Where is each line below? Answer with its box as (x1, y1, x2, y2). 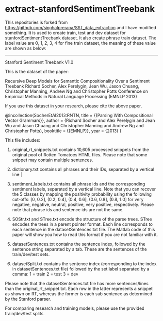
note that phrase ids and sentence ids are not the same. (12, 206, 124, 212)
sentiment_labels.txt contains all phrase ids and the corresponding (12, 181, 146, 186)
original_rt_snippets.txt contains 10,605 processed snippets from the (12, 147, 149, 152)
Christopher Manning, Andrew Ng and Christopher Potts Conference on (5, 88, 148, 94)
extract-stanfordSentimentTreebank (5, 3, 155, 15)
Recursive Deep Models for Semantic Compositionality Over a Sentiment (5, 78, 150, 84)
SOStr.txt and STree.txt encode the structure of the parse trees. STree (12, 216, 152, 222)
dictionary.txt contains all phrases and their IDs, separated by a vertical (12, 166, 155, 172)
